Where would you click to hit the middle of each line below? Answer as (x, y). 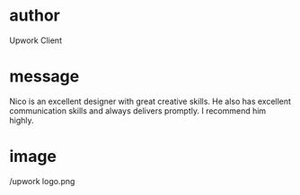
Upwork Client (36, 40)
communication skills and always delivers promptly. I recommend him (138, 110)
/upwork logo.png (42, 181)
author (35, 16)
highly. (22, 120)
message (44, 76)
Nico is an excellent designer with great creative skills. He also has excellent (150, 101)
